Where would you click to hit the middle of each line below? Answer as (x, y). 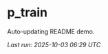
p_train (28, 13)
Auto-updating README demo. (51, 31)
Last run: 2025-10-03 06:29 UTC (54, 44)
